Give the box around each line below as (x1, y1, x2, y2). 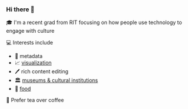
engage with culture (6, 28, 55, 35)
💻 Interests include (6, 39, 53, 46)
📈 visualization (14, 59, 52, 66)
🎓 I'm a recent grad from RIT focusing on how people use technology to (6, 19, 182, 26)
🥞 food (14, 85, 31, 93)
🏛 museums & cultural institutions (14, 77, 98, 84)
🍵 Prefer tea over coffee (6, 97, 65, 104)
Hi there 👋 (6, 5, 35, 13)
